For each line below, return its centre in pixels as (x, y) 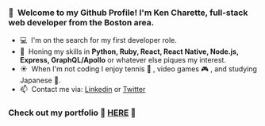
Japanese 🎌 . (40, 80)
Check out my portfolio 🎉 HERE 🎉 (72, 113)
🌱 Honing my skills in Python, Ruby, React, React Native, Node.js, (129, 52)
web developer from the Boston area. (81, 22)
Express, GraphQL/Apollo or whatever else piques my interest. (123, 60)
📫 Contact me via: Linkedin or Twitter (83, 90)
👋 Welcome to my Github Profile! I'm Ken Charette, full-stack (128, 13)
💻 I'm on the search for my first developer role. (98, 40)
